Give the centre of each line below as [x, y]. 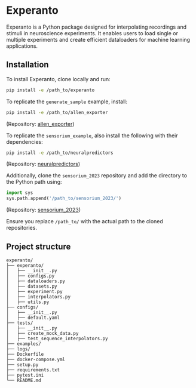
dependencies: [24, 141]
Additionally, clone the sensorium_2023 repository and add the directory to [97, 175]
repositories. [22, 228]
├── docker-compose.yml [36, 359]
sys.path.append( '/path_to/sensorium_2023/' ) [64, 198]
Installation [27, 65]
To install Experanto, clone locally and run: [58, 79]
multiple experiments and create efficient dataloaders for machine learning [98, 39]
